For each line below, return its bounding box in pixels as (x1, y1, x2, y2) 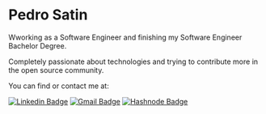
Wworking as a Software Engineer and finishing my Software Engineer (8, 32, 243, 42)
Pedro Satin (8, 6, 88, 24)
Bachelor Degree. (8, 40, 67, 50)
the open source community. (8, 65, 104, 74)
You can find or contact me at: (8, 81, 109, 91)
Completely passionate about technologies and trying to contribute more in (8, 57, 259, 66)
